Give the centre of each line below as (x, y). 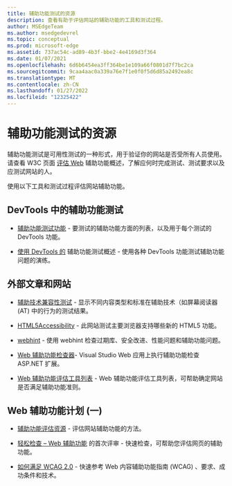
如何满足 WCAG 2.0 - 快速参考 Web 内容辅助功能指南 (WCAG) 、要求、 (118, 467)
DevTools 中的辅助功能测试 (65, 210)
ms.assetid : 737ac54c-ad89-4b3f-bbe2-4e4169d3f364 (82, 53)
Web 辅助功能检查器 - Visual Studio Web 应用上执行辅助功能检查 (108, 354)
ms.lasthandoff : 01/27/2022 (48, 91)
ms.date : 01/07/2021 (37, 59)
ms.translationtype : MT (42, 78)
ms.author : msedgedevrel (43, 33)
